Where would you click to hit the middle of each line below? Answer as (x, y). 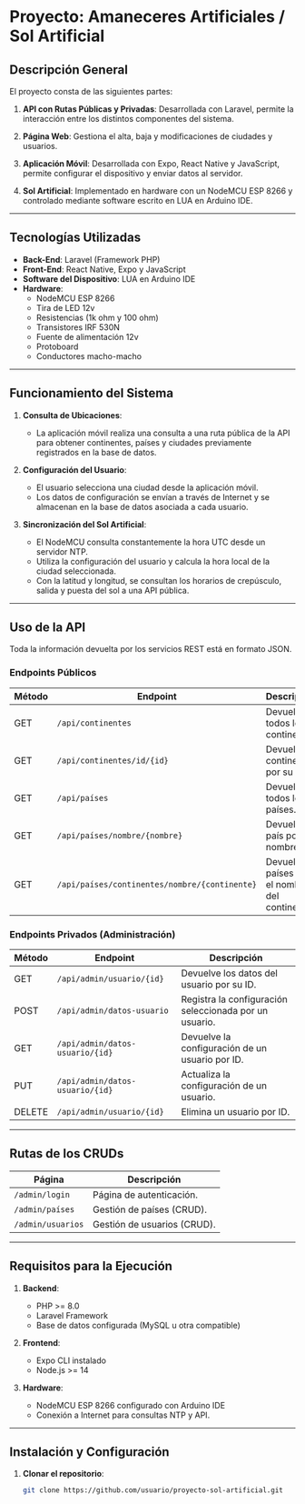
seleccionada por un (225, 1011)
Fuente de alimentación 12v (87, 336)
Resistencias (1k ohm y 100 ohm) (97, 317)
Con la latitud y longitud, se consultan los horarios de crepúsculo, (159, 580)
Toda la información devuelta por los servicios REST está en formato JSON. (151, 649)
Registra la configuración (234, 999)
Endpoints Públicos (53, 673)
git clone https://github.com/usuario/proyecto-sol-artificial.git (152, 1490)
